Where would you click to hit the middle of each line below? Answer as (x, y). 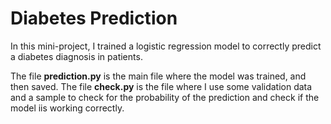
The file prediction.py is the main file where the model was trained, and (158, 76)
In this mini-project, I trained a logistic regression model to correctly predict (166, 46)
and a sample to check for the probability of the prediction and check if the (165, 97)
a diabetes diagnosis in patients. (76, 56)
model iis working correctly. (67, 108)
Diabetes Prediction (94, 18)
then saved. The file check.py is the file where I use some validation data (161, 86)
